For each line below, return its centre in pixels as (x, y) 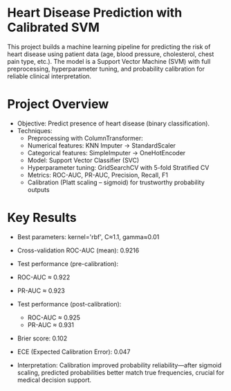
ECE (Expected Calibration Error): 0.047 (74, 351)
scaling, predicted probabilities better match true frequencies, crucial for (121, 372)
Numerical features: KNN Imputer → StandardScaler (102, 145)
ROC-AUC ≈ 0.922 (44, 277)
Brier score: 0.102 (42, 338)
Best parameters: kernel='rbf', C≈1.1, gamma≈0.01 (88, 236)
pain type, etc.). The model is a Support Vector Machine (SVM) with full (109, 61)
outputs (38, 189)
